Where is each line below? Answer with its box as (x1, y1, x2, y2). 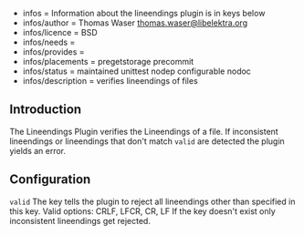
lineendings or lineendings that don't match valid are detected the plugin (9, 136, 285, 147)
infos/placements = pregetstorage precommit (22, 56, 194, 66)
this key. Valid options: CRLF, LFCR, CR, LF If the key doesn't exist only (9, 205, 276, 217)
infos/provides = (22, 46, 85, 57)
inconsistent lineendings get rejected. (9, 215, 151, 226)
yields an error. (9, 145, 67, 156)
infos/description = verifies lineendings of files (22, 76, 198, 86)
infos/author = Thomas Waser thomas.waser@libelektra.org (22, 17, 248, 28)
